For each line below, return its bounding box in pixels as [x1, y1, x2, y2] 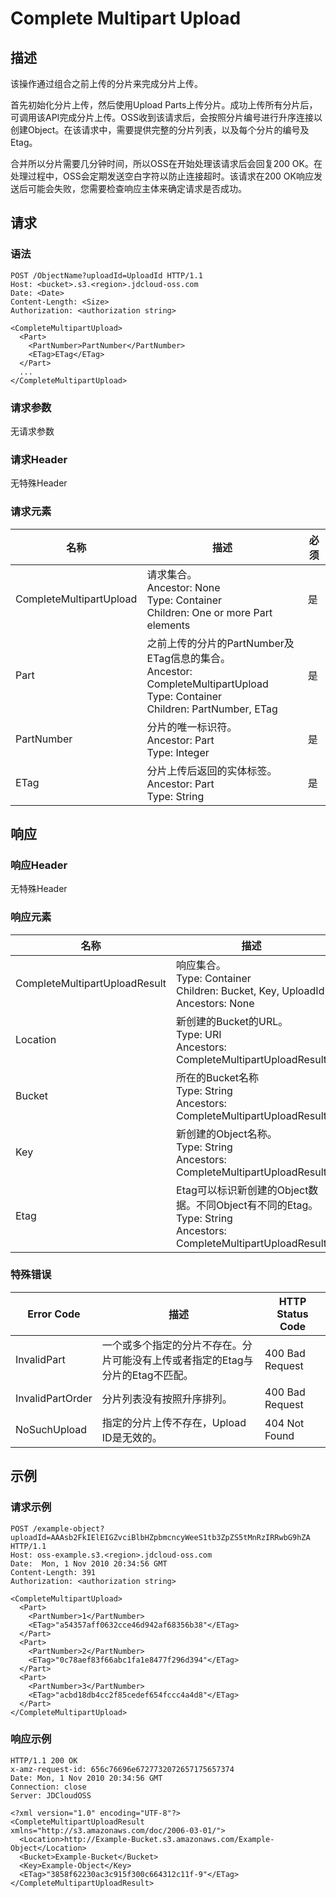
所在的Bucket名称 [176, 1070, 260, 1084]
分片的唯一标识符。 [146, 720, 238, 734]
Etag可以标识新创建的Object [176, 1183, 309, 1197]
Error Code [27, 1307, 81, 1321]
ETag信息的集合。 [146, 651, 231, 665]
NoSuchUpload [15, 1422, 88, 1436]
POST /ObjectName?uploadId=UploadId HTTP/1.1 [10, 270, 203, 281]
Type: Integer [146, 745, 210, 759]
